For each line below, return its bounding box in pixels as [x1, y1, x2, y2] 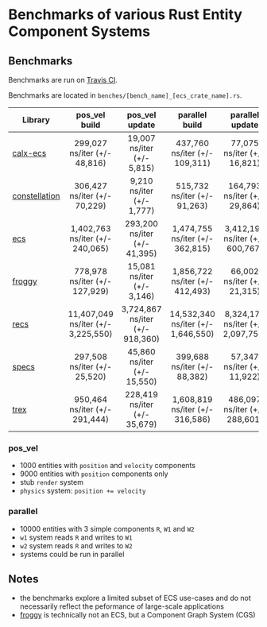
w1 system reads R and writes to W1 [19, 532, 133, 542]
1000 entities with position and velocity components [19, 461, 196, 470]
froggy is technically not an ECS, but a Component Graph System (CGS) [19, 610, 256, 620]
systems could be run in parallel [19, 549, 125, 559]
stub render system [19, 478, 83, 487]
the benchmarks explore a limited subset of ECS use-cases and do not [19, 594, 252, 603]
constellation [12, 191, 60, 201]
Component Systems [8, 22, 151, 41]
